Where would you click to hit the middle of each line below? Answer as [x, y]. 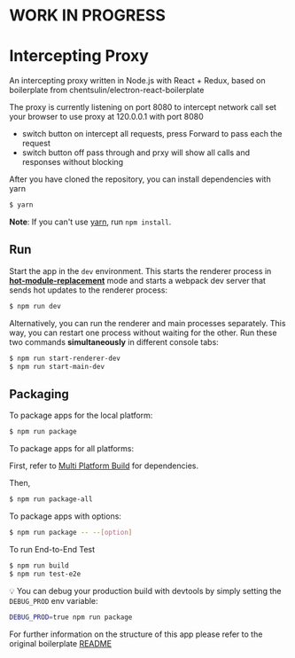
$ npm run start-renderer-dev [65, 358]
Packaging [39, 394]
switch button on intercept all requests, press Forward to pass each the [152, 134]
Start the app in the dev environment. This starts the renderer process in [140, 270]
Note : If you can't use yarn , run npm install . [90, 222]
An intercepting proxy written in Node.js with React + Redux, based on [137, 81]
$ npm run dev [35, 306]
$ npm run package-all [51, 499]
